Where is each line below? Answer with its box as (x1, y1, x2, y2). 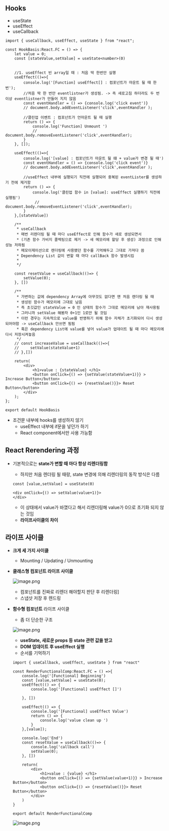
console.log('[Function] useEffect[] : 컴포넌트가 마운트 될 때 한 (23, 80, 157, 85)
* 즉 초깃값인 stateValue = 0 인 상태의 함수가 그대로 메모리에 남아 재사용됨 (16, 305, 160, 310)
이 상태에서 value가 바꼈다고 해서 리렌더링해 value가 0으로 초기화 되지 (20, 504, 159, 510)
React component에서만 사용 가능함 (20, 429, 93, 436)
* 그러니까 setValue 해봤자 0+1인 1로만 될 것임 (16, 310, 107, 315)
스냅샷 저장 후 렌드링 (20, 595, 61, 601)
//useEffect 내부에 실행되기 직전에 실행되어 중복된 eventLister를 (23, 175, 149, 180)
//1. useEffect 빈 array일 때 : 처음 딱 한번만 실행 (14, 70, 116, 75)
